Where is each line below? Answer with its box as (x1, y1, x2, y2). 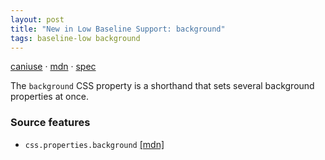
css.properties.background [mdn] (24, 138, 165, 150)
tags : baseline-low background (10, 33, 141, 43)
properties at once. (10, 91, 89, 103)
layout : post (10, 14, 65, 25)
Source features (10, 116, 91, 130)
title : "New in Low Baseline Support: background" (10, 24, 226, 34)
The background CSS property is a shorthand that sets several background (10, 80, 315, 92)
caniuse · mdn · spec (10, 61, 97, 73)
